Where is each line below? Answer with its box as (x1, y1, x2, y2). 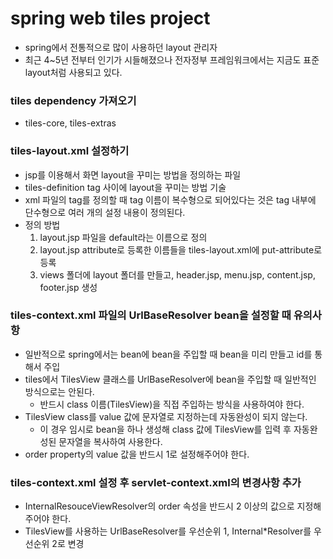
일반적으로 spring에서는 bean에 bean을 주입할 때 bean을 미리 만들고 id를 (24, 348, 313, 360)
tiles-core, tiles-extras (24, 117, 117, 129)
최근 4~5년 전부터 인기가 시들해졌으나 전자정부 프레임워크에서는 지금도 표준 (24, 53, 320, 66)
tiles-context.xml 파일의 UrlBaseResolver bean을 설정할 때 (10, 308, 292, 322)
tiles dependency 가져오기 (10, 93, 137, 107)
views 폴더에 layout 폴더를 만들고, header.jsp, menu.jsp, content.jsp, (39, 268, 316, 281)
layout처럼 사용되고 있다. (24, 66, 123, 78)
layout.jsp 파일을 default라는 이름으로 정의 (39, 231, 208, 243)
